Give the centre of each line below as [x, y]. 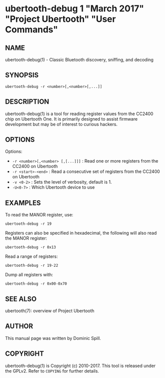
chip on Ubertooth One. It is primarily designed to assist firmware [71, 119]
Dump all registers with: [29, 275]
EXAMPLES [23, 203]
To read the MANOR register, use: [39, 215]
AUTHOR [19, 326]
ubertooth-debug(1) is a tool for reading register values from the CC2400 [79, 114]
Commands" [32, 30]
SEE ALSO [21, 299]
